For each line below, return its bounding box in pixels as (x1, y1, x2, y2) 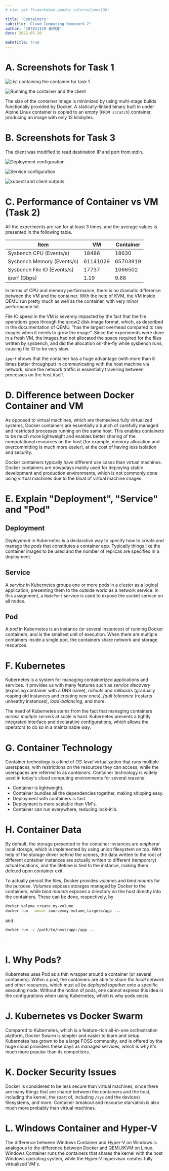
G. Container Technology (5, 742, 113, 754)
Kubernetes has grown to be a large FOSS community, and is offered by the (5, 1038, 163, 1044)
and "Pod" (5, 504, 51, 515)
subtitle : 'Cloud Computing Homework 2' (5, 21, 92, 26)
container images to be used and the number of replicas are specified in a (5, 548, 159, 554)
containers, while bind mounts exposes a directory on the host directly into (5, 889, 161, 895)
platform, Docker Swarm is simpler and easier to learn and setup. (5, 1033, 141, 1039)
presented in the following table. (5, 229, 72, 235)
